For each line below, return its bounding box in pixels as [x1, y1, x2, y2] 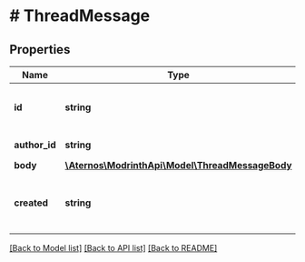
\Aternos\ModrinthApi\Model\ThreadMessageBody [64, 159, 292, 171]
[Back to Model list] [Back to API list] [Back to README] [9, 243, 218, 253]
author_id [14, 138, 56, 151]
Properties [9, 42, 71, 57]
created [14, 196, 48, 209]
